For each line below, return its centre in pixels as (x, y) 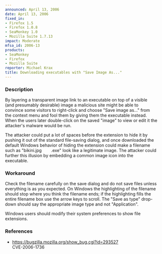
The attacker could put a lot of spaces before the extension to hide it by (76, 135)
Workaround (20, 173)
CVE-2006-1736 (28, 247)
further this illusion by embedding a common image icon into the (69, 156)
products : (15, 50)
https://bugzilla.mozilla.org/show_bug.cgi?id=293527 (65, 242)
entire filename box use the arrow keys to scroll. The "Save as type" (73, 199)
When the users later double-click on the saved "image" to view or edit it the (81, 120)
